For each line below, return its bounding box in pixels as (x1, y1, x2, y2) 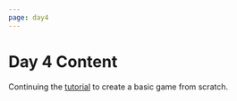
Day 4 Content (8, 51, 118, 72)
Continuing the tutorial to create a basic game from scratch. (8, 81, 229, 92)
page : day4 (8, 13, 49, 22)
